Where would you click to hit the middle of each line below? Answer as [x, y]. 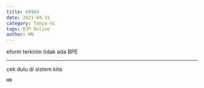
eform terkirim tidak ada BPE [42, 52]
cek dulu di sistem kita [34, 69]
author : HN [20, 35]
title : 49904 [23, 12]
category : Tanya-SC [31, 23]
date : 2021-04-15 [28, 18]
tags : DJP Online [28, 29]
